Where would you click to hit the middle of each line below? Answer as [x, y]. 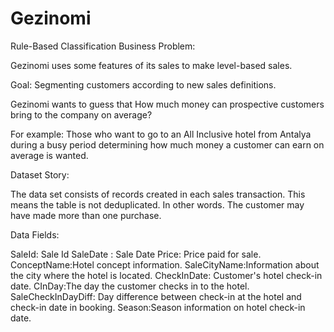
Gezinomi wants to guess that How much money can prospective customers [167, 104]
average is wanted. [49, 155]
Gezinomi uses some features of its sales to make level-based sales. [151, 65]
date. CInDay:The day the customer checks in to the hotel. [130, 286]
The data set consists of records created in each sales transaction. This [158, 194]
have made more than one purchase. [86, 215]
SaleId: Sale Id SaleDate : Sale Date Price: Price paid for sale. [136, 254]
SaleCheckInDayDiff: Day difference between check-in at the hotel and [156, 296]
